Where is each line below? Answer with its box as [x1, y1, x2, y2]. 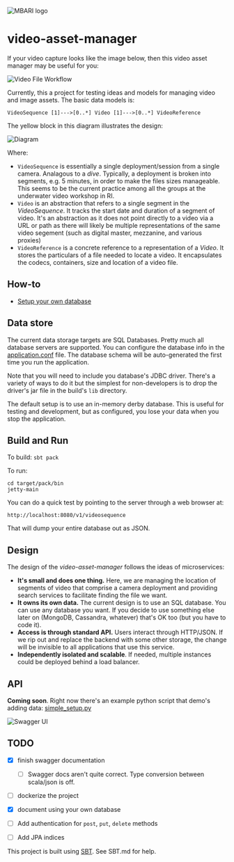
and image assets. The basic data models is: [7, 95, 134, 104]
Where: [7, 148, 29, 157]
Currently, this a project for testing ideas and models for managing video [7, 88, 216, 97]
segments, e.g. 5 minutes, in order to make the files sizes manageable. [17, 176, 221, 185]
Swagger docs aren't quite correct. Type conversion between [27, 770, 205, 778]
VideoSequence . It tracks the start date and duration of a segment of [17, 206, 215, 215]
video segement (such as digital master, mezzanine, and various [17, 229, 202, 237]
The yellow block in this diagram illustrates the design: [7, 121, 164, 130]
